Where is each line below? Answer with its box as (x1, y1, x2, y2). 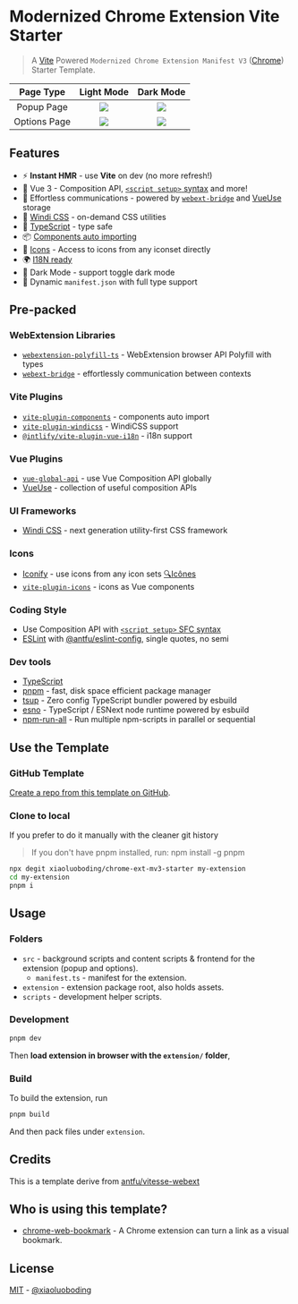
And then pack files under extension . (9, 1126, 146, 1137)
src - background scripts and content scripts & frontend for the (21, 953, 255, 964)
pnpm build (9, 1110, 50, 1119)
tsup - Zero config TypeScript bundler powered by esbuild (21, 695, 237, 706)
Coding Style (9, 603, 67, 616)
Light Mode (79, 85, 130, 98)
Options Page (13, 115, 72, 127)
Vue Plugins (9, 452, 64, 464)
